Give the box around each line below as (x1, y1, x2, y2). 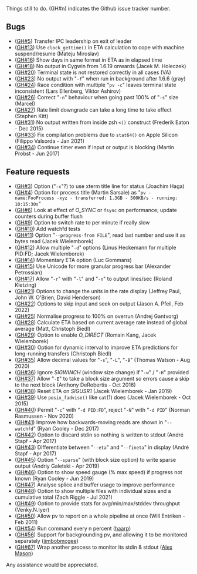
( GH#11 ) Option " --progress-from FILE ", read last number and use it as (14, 231, 186, 239)
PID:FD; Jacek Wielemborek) (14, 250, 84, 257)
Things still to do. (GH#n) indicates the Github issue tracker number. (6, 5, 171, 12)
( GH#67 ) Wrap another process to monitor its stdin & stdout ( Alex (14, 543, 173, 550)
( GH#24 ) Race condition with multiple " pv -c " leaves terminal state (14, 81, 176, 88)
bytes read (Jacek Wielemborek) (14, 237, 94, 244)
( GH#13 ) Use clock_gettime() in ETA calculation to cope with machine (14, 43, 185, 51)
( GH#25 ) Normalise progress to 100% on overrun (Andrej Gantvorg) (14, 313, 179, 320)
